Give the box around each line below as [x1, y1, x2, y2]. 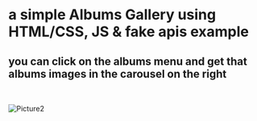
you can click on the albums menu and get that [8, 54, 247, 68]
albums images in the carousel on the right [8, 67, 227, 81]
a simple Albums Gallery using [8, 6, 216, 24]
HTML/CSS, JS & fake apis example [8, 22, 250, 41]
